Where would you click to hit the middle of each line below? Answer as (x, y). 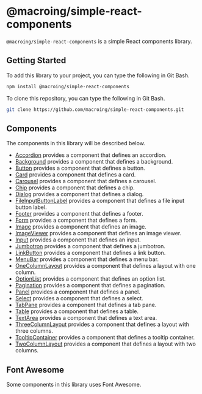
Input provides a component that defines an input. (78, 240)
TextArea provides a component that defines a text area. (86, 318)
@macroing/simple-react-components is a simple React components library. (99, 41)
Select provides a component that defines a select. (79, 298)
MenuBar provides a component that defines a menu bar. (87, 259)
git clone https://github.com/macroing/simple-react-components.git (95, 109)
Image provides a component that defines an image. (81, 227)
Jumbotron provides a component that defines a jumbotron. (90, 246)
